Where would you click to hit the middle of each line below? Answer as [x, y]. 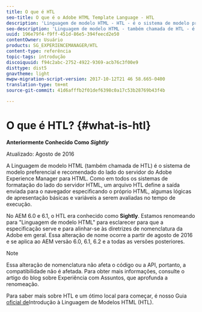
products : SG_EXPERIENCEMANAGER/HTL [52, 46]
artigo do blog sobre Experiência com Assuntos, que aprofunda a [87, 278]
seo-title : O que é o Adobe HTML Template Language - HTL [80, 18]
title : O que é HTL [31, 12]
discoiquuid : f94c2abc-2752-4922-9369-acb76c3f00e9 [72, 62]
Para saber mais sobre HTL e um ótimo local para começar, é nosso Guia [97, 296]
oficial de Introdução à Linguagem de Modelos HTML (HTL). [80, 302]
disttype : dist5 [26, 68]
